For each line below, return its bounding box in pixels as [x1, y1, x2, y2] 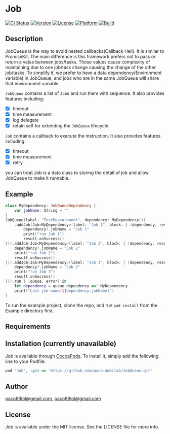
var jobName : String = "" [14, 208, 69, 213]
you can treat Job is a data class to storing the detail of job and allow [5, 170, 149, 176]
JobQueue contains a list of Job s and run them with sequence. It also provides [5, 90, 165, 96]
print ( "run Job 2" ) [14, 250, 56, 255]
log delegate [12, 117, 39, 123]
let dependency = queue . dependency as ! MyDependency [14, 283, 128, 288]
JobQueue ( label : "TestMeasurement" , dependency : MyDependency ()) [5, 217, 146, 222]
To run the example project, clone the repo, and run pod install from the [5, 302, 158, 308]
